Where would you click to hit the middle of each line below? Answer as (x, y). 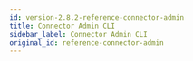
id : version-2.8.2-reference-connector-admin (96, 17)
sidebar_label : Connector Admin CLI (78, 34)
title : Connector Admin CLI (63, 26)
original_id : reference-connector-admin (87, 43)
